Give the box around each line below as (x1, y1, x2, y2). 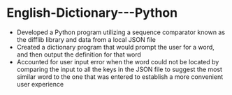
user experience (16, 80, 64, 88)
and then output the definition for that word (16, 50, 141, 59)
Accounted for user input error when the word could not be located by (16, 57, 219, 66)
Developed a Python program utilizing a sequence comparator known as (16, 28, 225, 36)
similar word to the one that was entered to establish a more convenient (16, 72, 224, 81)
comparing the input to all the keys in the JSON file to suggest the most (16, 65, 223, 73)
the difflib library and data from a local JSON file (16, 35, 157, 43)
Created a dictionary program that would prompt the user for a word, (16, 43, 215, 51)
